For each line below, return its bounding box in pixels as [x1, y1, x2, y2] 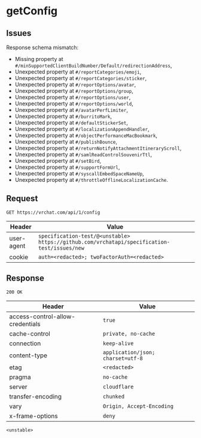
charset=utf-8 [102, 355, 144, 361]
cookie [9, 253, 29, 261]
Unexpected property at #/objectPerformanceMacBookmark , [14, 132, 157, 139]
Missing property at [14, 56, 64, 62]
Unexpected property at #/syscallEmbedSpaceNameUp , [14, 170, 145, 177]
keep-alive [102, 340, 134, 346]
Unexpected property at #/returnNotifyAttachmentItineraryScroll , [14, 145, 182, 151]
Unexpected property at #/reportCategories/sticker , [14, 75, 147, 81]
